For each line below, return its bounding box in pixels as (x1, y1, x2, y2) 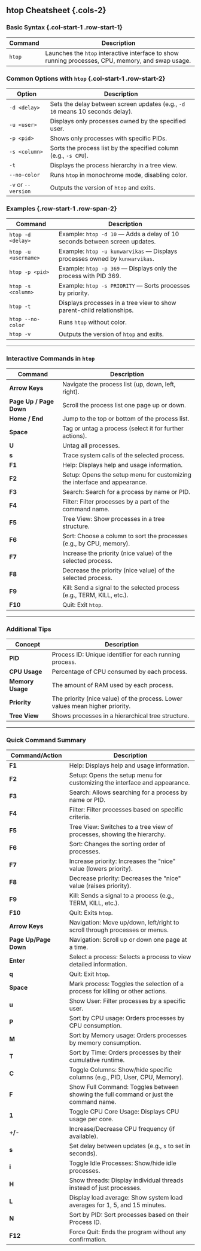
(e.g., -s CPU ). (50, 151, 89, 160)
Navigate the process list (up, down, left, (62, 380, 176, 388)
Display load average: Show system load (69, 1194, 183, 1202)
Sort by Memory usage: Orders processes (69, 1032, 187, 1040)
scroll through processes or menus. (69, 926, 169, 934)
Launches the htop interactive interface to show (45, 48, 179, 57)
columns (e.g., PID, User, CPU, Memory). (69, 1073, 184, 1082)
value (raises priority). (69, 882, 132, 890)
